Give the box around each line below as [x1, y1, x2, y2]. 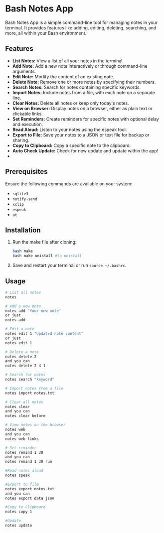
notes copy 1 [5, 509, 32, 515]
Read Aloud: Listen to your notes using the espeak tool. [12, 127, 127, 133]
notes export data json [5, 496, 55, 501]
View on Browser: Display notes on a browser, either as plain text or [12, 105, 153, 111]
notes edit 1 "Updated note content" [5, 331, 84, 336]
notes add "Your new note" [5, 308, 61, 313]
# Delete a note [5, 349, 39, 354]
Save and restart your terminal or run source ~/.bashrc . [12, 263, 127, 268]
